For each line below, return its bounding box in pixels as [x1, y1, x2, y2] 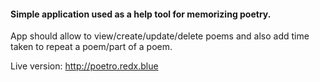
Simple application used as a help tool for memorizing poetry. [10, 8, 272, 20]
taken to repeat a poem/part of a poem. [10, 41, 173, 53]
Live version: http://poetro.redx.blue [10, 60, 159, 72]
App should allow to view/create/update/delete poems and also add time [10, 30, 310, 42]
